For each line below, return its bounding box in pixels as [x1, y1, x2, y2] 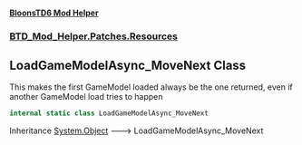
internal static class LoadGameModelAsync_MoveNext [9, 109, 209, 118]
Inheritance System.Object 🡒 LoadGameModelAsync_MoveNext [9, 125, 264, 136]
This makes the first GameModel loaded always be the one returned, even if [9, 82, 293, 92]
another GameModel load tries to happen [9, 92, 163, 102]
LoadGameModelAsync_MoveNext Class [9, 57, 247, 72]
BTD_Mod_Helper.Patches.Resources [9, 30, 179, 43]
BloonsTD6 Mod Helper [9, 7, 99, 18]
